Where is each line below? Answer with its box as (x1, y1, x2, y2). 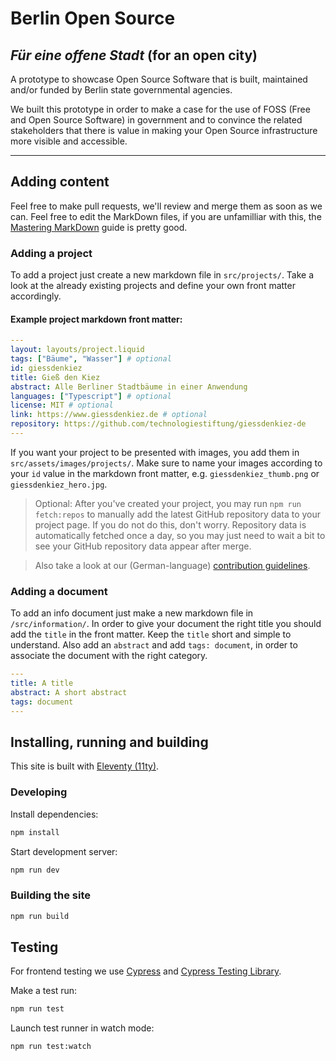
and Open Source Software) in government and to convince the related (10, 114, 303, 126)
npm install (10, 827, 60, 837)
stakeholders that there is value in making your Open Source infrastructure (10, 125, 318, 136)
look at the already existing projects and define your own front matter (10, 280, 296, 292)
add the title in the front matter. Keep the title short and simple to (10, 628, 292, 641)
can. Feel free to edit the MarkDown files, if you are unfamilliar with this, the (10, 210, 322, 222)
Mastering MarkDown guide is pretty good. (10, 221, 188, 233)
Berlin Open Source (10, 7, 176, 30)
